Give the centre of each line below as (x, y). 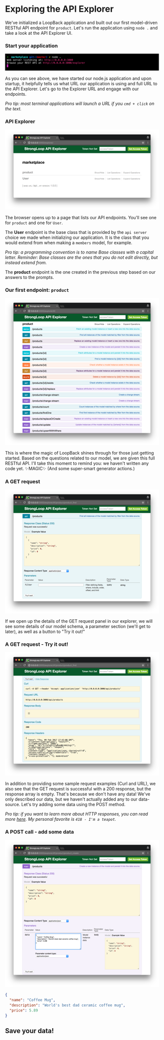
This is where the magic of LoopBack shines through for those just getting (80, 453)
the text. (13, 109)
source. (13, 805)
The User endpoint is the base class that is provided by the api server (76, 232)
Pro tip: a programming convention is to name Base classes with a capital (79, 252)
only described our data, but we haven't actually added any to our (71, 799)
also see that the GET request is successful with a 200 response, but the (78, 789)
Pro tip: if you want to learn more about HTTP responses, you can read (77, 814)
